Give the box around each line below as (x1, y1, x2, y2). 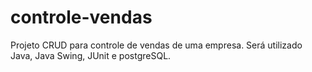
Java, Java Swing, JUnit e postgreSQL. (10, 49, 172, 61)
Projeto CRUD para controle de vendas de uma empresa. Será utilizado (10, 39, 303, 51)
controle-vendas (10, 6, 153, 29)
